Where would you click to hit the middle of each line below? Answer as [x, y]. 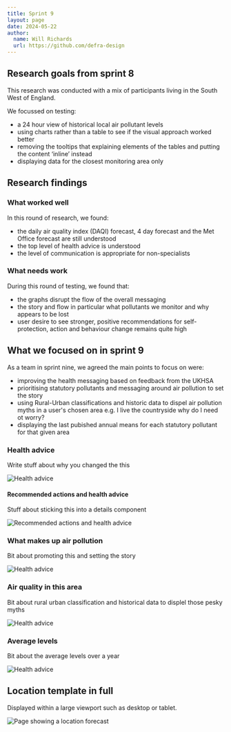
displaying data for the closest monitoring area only [90, 161]
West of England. [32, 97]
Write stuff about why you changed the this [69, 464]
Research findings [47, 183]
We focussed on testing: [42, 111]
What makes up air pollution [55, 541]
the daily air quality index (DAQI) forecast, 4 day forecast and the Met [116, 231]
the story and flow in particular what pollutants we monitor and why [113, 307]
